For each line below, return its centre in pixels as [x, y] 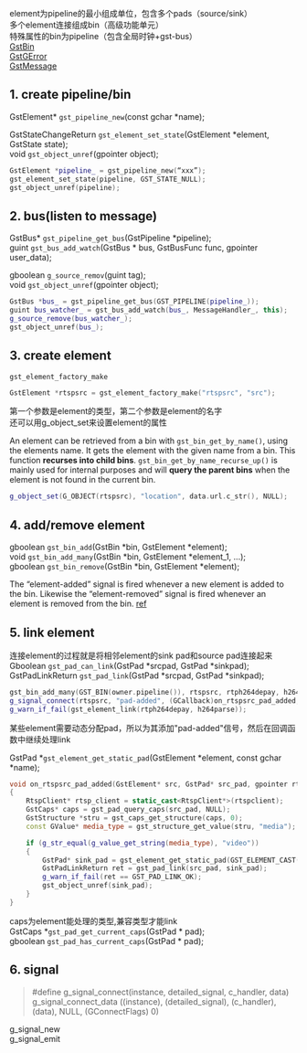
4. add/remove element [77, 525]
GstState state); [39, 144]
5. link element [52, 632]
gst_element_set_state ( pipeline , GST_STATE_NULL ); [108, 179]
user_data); [31, 258]
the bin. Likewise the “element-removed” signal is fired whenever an [138, 594]
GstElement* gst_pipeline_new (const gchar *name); [107, 116]
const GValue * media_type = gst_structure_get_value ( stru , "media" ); [161, 826]
